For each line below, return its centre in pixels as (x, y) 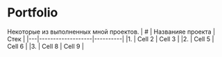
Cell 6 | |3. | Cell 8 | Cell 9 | (46, 46)
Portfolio (33, 13)
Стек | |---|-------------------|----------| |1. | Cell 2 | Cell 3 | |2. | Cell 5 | (111, 38)
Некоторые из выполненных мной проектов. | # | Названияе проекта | (111, 32)
